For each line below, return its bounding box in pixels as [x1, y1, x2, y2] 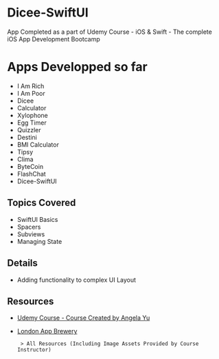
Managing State [16, 237, 62, 245]
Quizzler [16, 125, 41, 134]
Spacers [16, 223, 41, 231]
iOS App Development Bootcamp [7, 34, 101, 43]
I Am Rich [16, 81, 45, 90]
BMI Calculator [16, 140, 60, 149]
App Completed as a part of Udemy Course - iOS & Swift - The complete [7, 28, 213, 36]
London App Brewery [16, 327, 78, 336]
